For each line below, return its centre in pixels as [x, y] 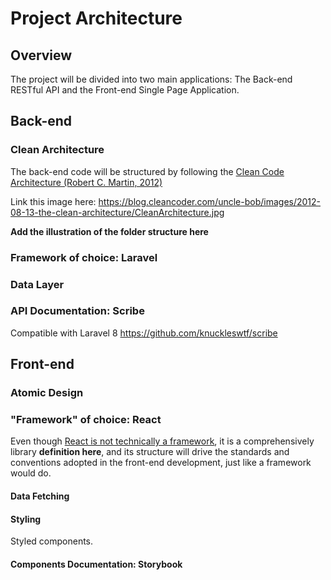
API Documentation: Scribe [77, 311]
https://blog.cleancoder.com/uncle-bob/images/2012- [210, 201]
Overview [41, 55]
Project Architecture [96, 18]
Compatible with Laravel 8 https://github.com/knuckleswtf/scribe [144, 333]
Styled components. [52, 541]
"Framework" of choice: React [86, 420]
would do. [31, 473]
